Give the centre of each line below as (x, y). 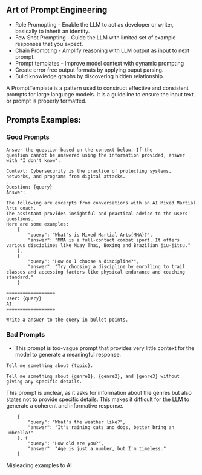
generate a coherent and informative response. (65, 405)
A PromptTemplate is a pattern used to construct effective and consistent (97, 88)
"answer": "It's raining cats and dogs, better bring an (101, 427)
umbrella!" (20, 433)
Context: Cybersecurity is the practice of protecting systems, (89, 171)
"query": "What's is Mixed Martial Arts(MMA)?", (90, 235)
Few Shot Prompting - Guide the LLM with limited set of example (96, 37)
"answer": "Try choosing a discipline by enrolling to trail (107, 266)
